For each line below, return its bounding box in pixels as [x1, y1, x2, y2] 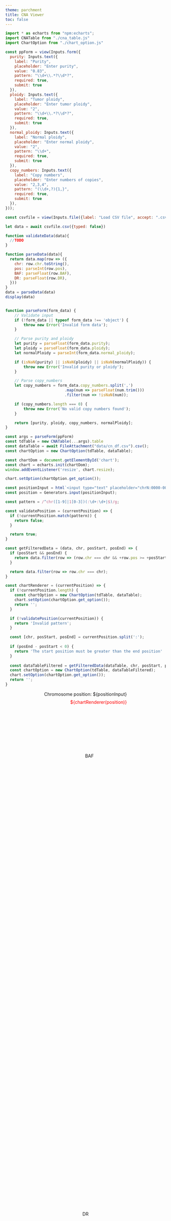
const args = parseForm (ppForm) [5, 434, 74, 439]
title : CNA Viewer [5, 12, 44, 17]
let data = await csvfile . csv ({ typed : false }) [5, 224, 106, 229]
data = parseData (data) [5, 290, 56, 295]
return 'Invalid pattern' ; [14, 620, 72, 626]
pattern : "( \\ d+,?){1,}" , [14, 187, 70, 192]
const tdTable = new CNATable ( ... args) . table [5, 439, 103, 444]
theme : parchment [5, 7, 42, 13]
